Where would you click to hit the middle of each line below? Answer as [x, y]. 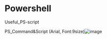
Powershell [28, 9]
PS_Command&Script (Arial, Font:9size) [45, 31]
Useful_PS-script [22, 22]
